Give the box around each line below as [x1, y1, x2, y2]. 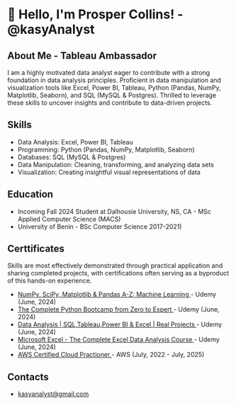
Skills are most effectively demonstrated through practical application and [7, 261, 223, 270]
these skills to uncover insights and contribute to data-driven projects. [7, 98, 213, 107]
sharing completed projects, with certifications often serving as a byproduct [7, 269, 229, 278]
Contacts [7, 371, 50, 383]
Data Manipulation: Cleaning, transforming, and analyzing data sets [17, 160, 215, 169]
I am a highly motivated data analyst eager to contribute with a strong [7, 69, 210, 76]
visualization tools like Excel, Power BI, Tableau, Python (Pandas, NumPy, [7, 84, 221, 91]
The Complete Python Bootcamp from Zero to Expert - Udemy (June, [17, 305, 220, 314]
